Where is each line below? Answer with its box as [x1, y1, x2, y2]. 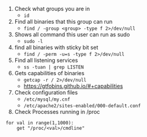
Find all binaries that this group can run [14, 18, 113, 25]
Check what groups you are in [14, 5, 91, 12]
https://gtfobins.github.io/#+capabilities [23, 82, 123, 90]
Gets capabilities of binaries [14, 70, 84, 76]
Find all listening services [14, 57, 78, 64]
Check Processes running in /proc [14, 109, 100, 115]
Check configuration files [14, 89, 78, 96]
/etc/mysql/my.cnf [23, 96, 70, 102]
